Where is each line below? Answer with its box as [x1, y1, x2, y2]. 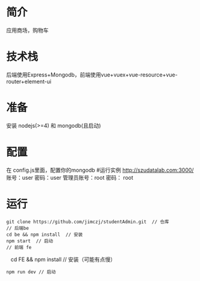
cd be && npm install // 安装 [6, 232, 83, 238]
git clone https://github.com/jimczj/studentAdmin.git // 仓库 [6, 218, 169, 225]
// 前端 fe [6, 244, 32, 250]
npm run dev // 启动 [6, 269, 56, 275]
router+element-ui [6, 78, 52, 85]
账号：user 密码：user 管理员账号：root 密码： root [6, 174, 134, 181]
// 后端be [6, 225, 29, 231]
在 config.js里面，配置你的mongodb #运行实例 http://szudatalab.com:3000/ [6, 166, 194, 174]
